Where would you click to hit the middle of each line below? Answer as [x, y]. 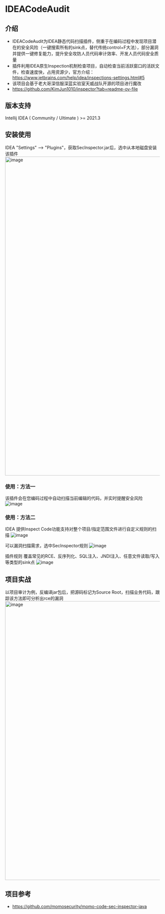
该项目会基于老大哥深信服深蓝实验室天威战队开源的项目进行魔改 [77, 83]
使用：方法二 [20, 517]
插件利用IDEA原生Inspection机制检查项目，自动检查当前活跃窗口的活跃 [84, 66]
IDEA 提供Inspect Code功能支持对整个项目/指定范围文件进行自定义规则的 [79, 529]
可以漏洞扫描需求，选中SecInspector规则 [47, 546]
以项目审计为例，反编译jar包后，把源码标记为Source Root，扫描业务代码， [80, 592]
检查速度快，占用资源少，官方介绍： [57, 72]
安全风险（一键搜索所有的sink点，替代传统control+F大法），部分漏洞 [90, 47]
